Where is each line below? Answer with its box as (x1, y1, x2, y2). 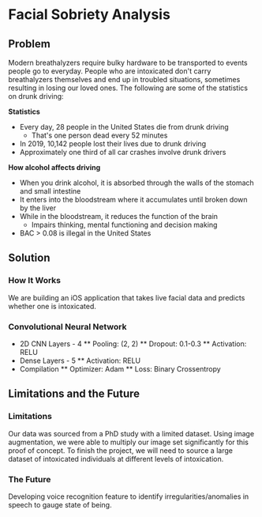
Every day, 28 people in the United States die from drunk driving (19, 123, 229, 131)
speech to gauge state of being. (8, 500, 112, 509)
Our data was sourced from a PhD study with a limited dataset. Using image (8, 428, 255, 438)
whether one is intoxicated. (8, 301, 97, 311)
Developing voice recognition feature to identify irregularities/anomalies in (8, 492, 249, 501)
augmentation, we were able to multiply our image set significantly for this (8, 437, 249, 447)
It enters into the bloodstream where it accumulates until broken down (19, 195, 248, 204)
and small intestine (19, 187, 81, 195)
